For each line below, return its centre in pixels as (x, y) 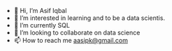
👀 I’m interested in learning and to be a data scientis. (89, 18)
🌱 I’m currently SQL (42, 25)
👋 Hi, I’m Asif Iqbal (40, 11)
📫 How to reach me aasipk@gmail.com (71, 40)
